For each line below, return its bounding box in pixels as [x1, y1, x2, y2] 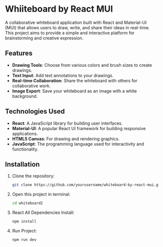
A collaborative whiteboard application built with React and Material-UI [5, 19, 147, 25]
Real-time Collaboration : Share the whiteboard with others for [12, 77, 138, 83]
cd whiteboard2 [12, 201, 43, 206]
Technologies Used [5, 107, 65, 115]
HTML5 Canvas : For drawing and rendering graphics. [12, 135, 120, 142]
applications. [12, 131, 38, 136]
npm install [12, 219, 36, 224]
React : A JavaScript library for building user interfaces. [12, 120, 123, 126]
